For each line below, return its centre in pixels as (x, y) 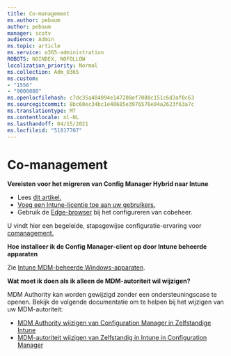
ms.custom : (23, 78)
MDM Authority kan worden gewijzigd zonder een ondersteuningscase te (112, 295)
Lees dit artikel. (39, 198)
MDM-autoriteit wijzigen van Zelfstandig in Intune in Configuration (112, 338)
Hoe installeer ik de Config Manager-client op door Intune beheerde (107, 247)
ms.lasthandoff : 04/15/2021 (48, 124)
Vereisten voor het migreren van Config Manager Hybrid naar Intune (108, 184)
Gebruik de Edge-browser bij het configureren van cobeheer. (105, 212)
